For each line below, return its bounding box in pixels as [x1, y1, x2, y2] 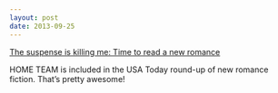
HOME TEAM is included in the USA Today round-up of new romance [9, 64, 269, 75]
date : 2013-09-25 [9, 22, 75, 31]
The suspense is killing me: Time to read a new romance [9, 46, 221, 57]
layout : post [9, 13, 59, 23]
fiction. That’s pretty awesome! [9, 73, 125, 84]
